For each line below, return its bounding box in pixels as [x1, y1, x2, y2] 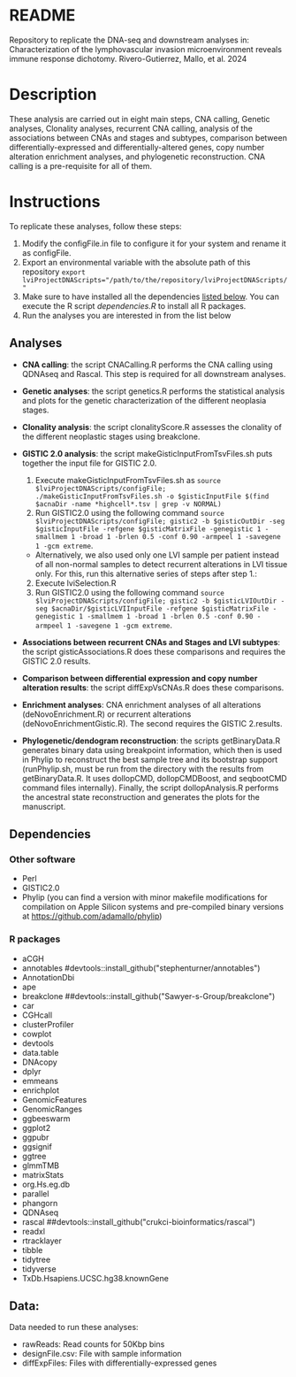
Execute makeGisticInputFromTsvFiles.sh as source [34, 474, 221, 485]
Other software [9, 853, 76, 865]
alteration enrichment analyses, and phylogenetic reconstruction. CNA [9, 151, 266, 162]
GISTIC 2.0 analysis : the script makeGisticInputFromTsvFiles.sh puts [21, 448, 273, 458]
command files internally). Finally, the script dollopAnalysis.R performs [21, 782, 279, 793]
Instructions [9, 192, 101, 212]
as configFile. [21, 247, 72, 258]
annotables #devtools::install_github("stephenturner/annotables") [21, 962, 261, 973]
